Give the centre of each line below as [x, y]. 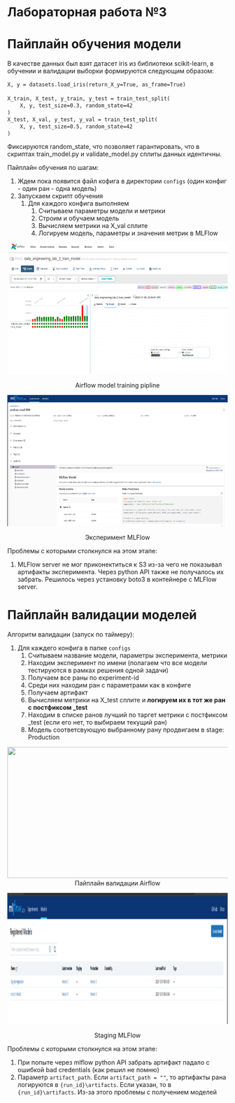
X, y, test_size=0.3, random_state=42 [76, 106]
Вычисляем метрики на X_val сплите [93, 226]
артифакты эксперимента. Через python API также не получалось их [120, 572]
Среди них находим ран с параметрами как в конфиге [109, 685]
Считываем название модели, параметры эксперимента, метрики [127, 655]
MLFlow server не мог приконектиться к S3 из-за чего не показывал [120, 564]
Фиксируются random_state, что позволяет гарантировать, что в [104, 147]
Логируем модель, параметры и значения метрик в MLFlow [128, 233]
